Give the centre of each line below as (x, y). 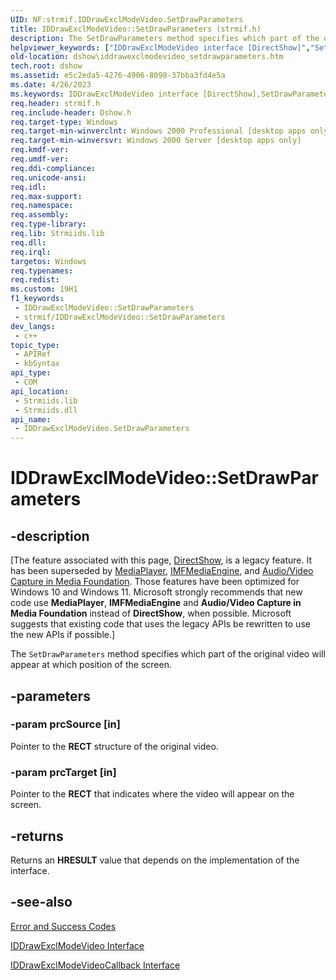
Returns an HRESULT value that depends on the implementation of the (155, 860)
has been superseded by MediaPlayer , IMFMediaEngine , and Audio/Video (162, 571)
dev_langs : (33, 326)
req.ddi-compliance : (53, 168)
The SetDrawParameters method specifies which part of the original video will (168, 654)
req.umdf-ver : (40, 159)
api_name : (31, 419)
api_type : (31, 373)
